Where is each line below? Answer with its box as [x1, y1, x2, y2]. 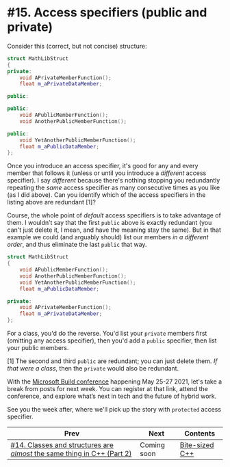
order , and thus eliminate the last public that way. [7, 241, 147, 249]
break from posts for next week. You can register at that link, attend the [7, 385, 209, 393]
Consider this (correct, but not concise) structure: [7, 42, 147, 50]
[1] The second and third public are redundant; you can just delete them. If [7, 357, 218, 365]
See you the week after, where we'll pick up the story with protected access [7, 405, 221, 414]
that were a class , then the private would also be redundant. [7, 364, 179, 373]
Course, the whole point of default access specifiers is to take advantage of [7, 211, 221, 219]
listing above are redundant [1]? [7, 198, 96, 206]
